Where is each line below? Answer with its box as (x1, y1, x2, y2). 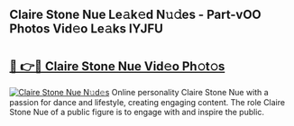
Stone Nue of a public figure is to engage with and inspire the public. (9, 107, 264, 117)
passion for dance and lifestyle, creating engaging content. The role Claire (9, 97, 286, 107)
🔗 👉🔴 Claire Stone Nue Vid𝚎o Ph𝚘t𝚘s (9, 58, 225, 74)
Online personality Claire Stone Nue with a (111, 87, 269, 97)
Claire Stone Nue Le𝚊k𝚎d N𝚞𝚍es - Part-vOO (9, 7, 262, 22)
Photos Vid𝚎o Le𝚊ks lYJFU (9, 22, 164, 37)
